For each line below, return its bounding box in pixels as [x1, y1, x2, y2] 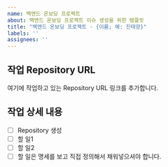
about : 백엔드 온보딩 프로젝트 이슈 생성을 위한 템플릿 [7, 17, 144, 24]
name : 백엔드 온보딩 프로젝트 [7, 10, 80, 17]
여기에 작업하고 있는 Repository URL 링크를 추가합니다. [7, 83, 159, 92]
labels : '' [7, 29, 39, 37]
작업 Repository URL [7, 64, 96, 75]
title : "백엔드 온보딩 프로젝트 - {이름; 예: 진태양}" [7, 23, 147, 30]
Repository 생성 [17, 126, 62, 134]
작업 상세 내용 [7, 106, 63, 118]
